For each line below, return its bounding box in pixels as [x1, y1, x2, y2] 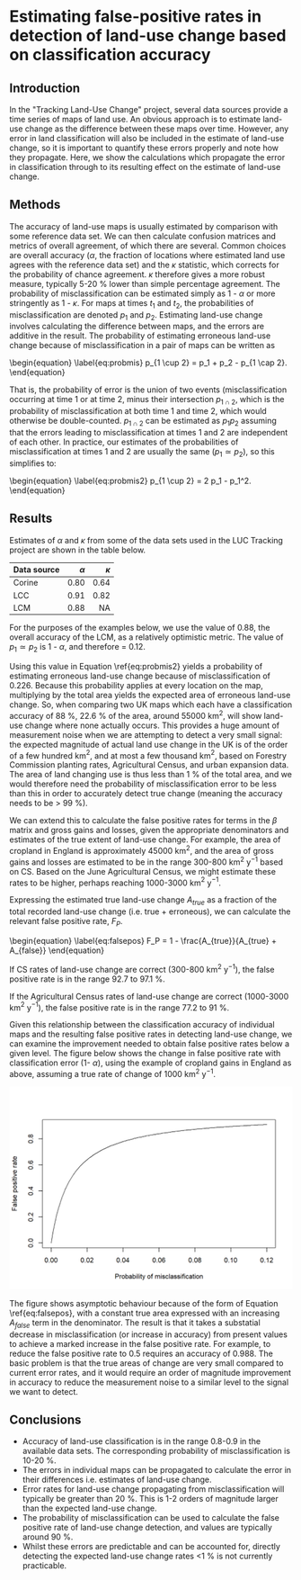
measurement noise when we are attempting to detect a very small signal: [9, 729, 283, 740]
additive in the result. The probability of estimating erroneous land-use [9, 330, 271, 341]
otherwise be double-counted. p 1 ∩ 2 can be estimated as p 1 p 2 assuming [9, 416, 277, 428]
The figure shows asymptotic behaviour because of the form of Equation [9, 1297, 279, 1308]
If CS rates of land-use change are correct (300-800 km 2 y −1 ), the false [9, 963, 275, 974]
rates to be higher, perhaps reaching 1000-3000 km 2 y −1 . [9, 875, 222, 888]
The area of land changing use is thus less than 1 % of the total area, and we [9, 769, 292, 780]
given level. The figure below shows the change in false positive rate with [9, 1048, 281, 1059]
